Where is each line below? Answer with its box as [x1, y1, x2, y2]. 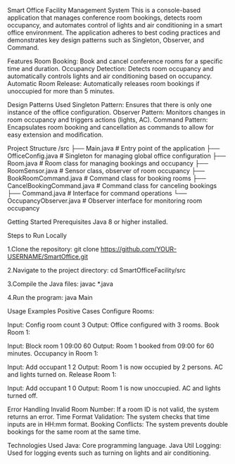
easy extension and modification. [7, 130, 103, 139]
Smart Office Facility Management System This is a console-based [7, 6, 201, 14]
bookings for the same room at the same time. [7, 427, 141, 436]
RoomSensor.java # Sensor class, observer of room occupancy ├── [7, 167, 205, 175]
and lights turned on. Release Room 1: [7, 370, 117, 379]
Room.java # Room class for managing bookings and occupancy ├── [7, 159, 209, 168]
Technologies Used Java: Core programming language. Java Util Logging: [7, 441, 222, 449]
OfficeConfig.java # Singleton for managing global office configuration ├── [7, 151, 227, 160]
